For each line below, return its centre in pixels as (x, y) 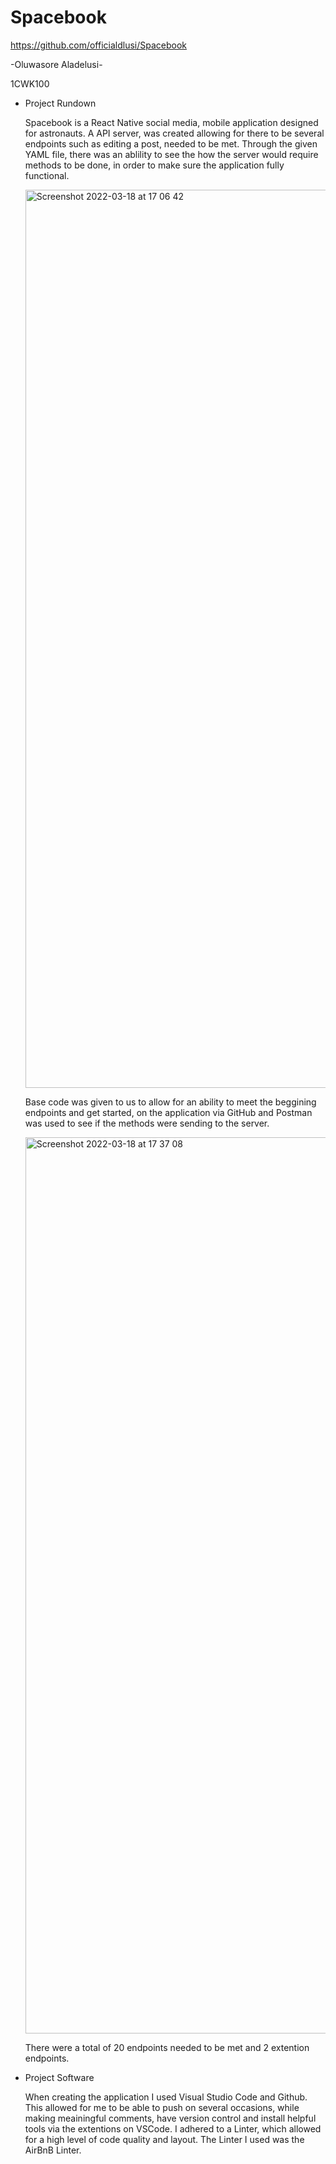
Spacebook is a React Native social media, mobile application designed (171, 122)
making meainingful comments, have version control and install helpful (170, 2118)
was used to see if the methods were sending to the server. (147, 1123)
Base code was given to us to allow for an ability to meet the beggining (170, 1102)
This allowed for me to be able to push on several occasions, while (162, 2107)
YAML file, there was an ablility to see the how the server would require (171, 154)
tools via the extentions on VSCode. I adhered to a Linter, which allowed (173, 2128)
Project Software (59, 2077)
